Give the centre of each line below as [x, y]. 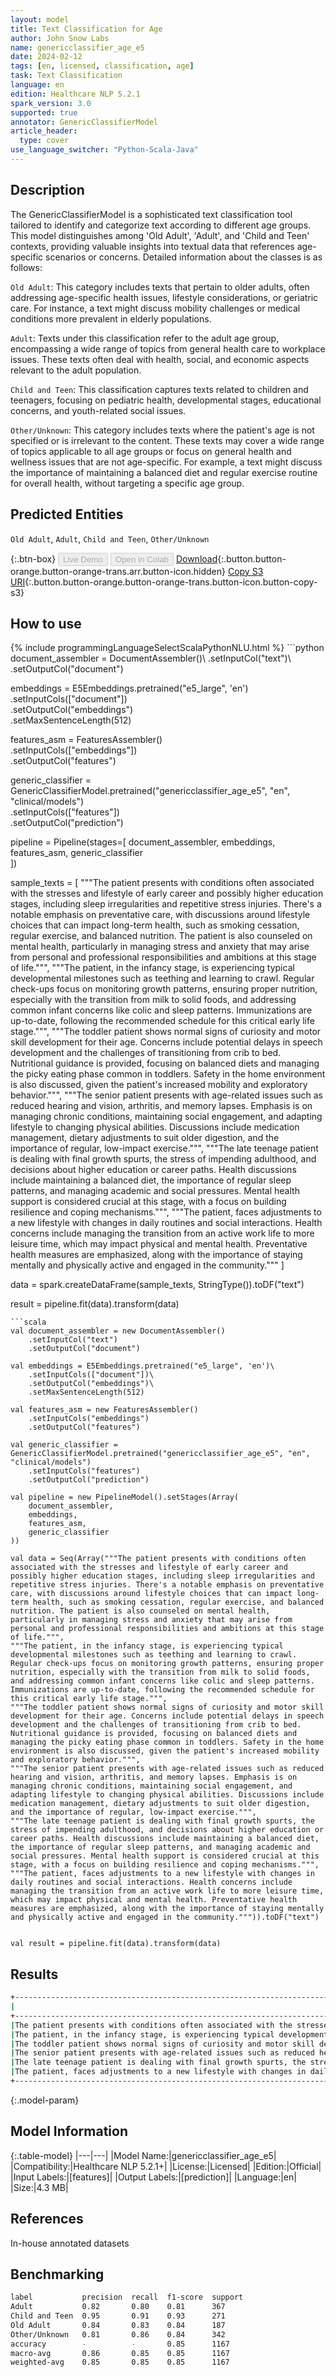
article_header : [44, 131]
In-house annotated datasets [70, 2243]
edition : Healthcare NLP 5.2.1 [75, 94]
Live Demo [83, 559]
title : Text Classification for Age [86, 29]
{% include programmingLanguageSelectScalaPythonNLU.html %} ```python [167, 648]
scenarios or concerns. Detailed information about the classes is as [184, 257]
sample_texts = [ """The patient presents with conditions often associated [162, 883]
